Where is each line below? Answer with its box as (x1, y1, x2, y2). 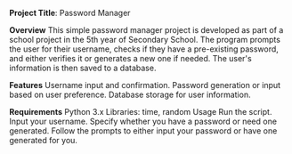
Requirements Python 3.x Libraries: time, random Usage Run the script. (9, 107, 272, 117)
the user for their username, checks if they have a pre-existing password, (9, 44, 279, 54)
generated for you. (9, 135, 78, 145)
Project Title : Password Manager (9, 8, 131, 18)
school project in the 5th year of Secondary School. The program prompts (9, 35, 280, 45)
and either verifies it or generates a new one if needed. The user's (9, 53, 252, 63)
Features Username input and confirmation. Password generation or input (9, 80, 281, 90)
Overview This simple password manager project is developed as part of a (9, 25, 284, 35)
